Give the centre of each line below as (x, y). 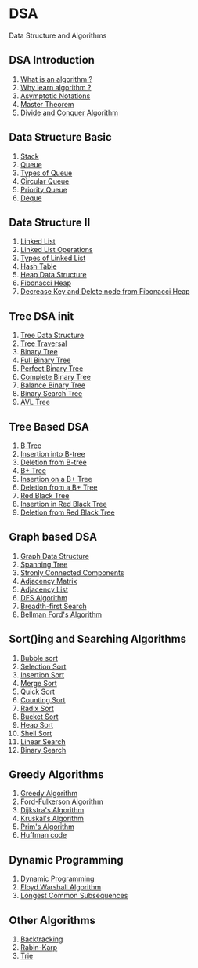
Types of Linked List (53, 258)
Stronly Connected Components (72, 572)
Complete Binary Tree (55, 377)
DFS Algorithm (44, 597)
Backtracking (41, 939)
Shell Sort (36, 733)
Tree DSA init (41, 316)
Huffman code (43, 835)
